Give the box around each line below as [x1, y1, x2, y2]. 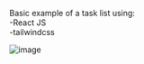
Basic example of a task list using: [9, 8, 135, 18]
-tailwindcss [9, 27, 56, 37]
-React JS [9, 17, 47, 28]
